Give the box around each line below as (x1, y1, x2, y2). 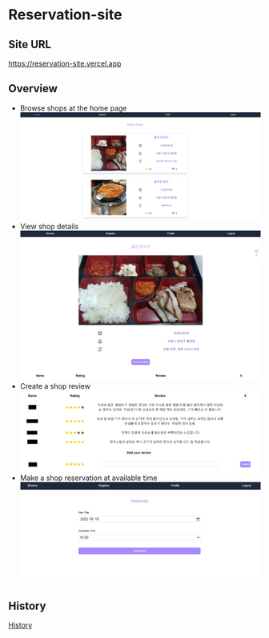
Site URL (8, 38, 52, 51)
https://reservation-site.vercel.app (8, 59, 122, 68)
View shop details (19, 221, 79, 231)
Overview (8, 82, 58, 95)
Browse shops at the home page (19, 103, 127, 113)
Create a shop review (19, 381, 90, 390)
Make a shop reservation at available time (19, 473, 158, 483)
